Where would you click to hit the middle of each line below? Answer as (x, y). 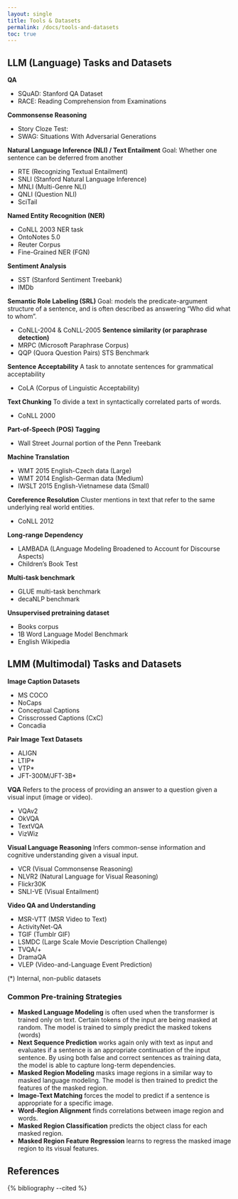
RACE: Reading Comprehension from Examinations (92, 101)
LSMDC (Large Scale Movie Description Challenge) (92, 942)
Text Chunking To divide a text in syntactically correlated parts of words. (114, 402)
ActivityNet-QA (40, 926)
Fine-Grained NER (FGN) (54, 252)
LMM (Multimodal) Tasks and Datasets (95, 664)
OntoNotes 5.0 (39, 237)
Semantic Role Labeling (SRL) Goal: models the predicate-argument (108, 301)
